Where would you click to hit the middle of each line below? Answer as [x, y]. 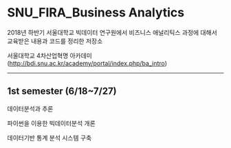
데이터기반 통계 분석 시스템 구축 [49, 138]
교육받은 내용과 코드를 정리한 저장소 [55, 41]
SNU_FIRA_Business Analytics [96, 13]
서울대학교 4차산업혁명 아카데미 [50, 56]
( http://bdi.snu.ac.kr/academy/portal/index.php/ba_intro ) [87, 63]
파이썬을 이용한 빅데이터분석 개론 [52, 123]
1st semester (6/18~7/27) [62, 91]
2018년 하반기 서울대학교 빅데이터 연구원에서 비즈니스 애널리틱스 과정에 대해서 [112, 32]
